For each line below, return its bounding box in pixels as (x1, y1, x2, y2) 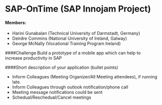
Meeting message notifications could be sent (12, 90, 103, 95)
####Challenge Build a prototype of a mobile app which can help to (5, 50, 141, 56)
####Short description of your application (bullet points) (5, 64, 118, 71)
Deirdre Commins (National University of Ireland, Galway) (12, 35, 127, 42)
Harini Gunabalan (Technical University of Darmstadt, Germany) (12, 30, 141, 36)
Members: (5, 19, 27, 25)
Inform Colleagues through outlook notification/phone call (12, 84, 128, 90)
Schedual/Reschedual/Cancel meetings (12, 94, 91, 100)
